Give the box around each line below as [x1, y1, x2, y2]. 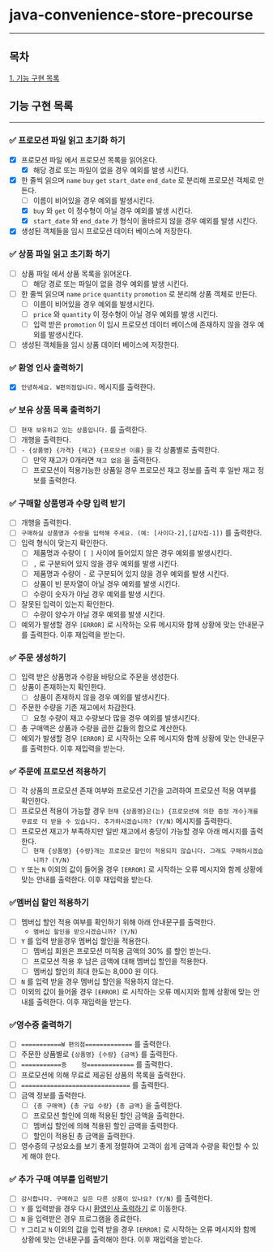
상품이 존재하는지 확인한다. [20, 682, 106, 692]
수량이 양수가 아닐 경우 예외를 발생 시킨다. [32, 609, 165, 619]
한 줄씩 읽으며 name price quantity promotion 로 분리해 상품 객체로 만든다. [20, 288, 258, 298]
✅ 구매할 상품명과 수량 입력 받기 [9, 497, 126, 509]
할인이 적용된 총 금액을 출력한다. [32, 1131, 135, 1141]
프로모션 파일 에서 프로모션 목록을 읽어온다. [20, 154, 158, 164]
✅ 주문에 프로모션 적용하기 [9, 765, 107, 777]
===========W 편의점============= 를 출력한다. [20, 1039, 172, 1049]
